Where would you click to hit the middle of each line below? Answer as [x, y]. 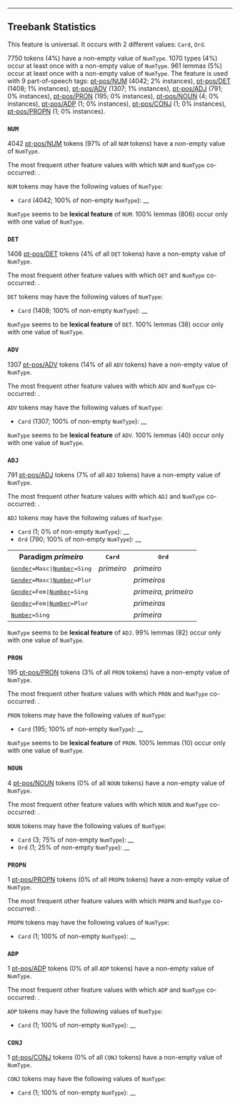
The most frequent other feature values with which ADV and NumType [106, 386]
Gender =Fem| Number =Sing [50, 591]
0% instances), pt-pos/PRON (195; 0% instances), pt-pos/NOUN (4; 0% [113, 96]
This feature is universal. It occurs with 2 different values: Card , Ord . [106, 44]
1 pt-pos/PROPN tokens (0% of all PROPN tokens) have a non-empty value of [119, 879]
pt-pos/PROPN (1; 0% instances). [56, 111]
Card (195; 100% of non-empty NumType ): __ [80, 729]
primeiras [149, 603]
